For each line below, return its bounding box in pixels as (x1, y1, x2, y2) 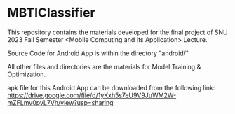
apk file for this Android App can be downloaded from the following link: (7, 83, 215, 92)
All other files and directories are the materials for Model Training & (7, 62, 201, 71)
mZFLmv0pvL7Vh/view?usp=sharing (7, 98, 114, 106)
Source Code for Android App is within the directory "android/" (7, 49, 189, 57)
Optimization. (7, 70, 46, 78)
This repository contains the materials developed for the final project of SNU (7, 28, 228, 36)
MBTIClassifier (7, 5, 96, 21)
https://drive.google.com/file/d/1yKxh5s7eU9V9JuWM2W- (7, 91, 177, 99)
